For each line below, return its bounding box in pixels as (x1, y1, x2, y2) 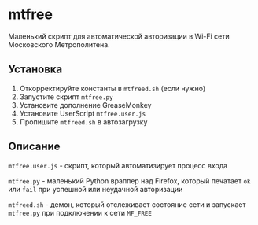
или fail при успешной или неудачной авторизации (8, 184, 183, 194)
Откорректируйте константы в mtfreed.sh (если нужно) (19, 83, 206, 93)
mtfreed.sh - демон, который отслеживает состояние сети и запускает (8, 199, 246, 209)
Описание (8, 140, 61, 153)
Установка (8, 63, 63, 76)
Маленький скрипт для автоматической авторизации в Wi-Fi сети (8, 31, 230, 41)
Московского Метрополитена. (8, 39, 110, 49)
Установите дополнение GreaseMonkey (19, 100, 152, 109)
